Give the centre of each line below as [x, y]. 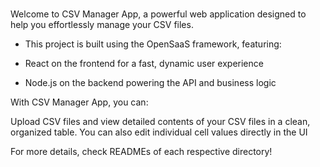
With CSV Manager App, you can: [79, 102]
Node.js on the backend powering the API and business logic [150, 83]
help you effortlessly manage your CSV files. [102, 25]
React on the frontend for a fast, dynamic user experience [144, 64]
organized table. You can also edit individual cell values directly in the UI [159, 132]
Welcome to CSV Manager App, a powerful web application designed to [158, 14]
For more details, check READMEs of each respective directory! [141, 152]
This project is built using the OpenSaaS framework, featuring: [153, 44]
